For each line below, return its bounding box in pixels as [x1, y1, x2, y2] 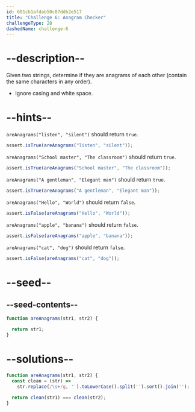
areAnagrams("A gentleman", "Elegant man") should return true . [6, 176, 166, 183]
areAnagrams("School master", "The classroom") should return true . [6, 153, 176, 160]
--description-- [6, 52, 85, 65]
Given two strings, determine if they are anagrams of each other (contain [6, 72, 187, 79]
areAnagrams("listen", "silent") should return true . [6, 131, 138, 138]
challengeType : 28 [6, 20, 52, 26]
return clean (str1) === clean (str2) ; [11, 395, 107, 401]
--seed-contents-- [6, 299, 78, 309]
